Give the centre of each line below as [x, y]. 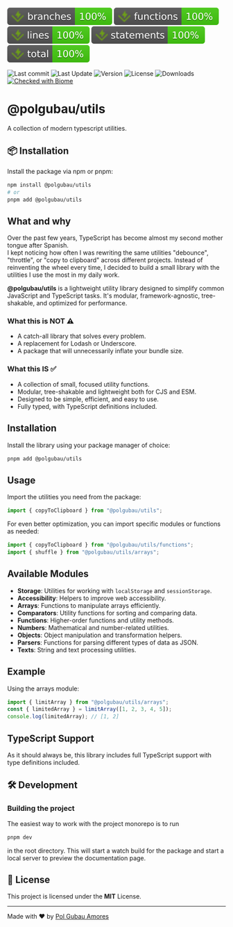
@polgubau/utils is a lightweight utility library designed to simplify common [116, 289]
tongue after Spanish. [38, 245]
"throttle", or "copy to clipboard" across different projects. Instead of [105, 260]
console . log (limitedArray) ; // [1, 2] [63, 717]
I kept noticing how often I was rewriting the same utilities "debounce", [108, 253]
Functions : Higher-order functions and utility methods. [96, 620]
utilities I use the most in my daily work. [63, 275]
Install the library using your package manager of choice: [89, 445]
